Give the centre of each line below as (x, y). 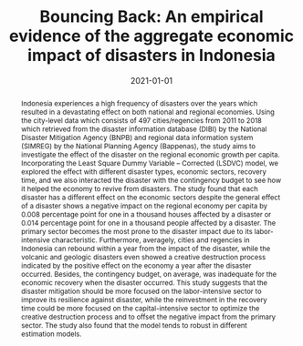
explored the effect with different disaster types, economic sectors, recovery (144, 172)
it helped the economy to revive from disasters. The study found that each (139, 188)
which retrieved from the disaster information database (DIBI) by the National (144, 129)
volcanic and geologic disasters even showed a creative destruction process (143, 257)
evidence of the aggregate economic (151, 36)
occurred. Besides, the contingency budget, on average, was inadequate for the (149, 274)
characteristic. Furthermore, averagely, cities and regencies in (151, 240)
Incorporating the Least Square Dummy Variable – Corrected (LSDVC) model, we (150, 163)
